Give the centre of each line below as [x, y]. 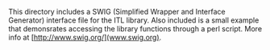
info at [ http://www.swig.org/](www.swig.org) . [85, 37]
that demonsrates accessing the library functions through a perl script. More [135, 29]
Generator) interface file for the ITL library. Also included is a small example [134, 20]
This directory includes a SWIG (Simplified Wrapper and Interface [117, 12]
